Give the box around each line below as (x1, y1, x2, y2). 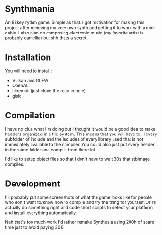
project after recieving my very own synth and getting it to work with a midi (5, 24, 155, 30)
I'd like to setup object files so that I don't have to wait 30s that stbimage (5, 156, 150, 162)
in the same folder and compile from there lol (5, 147, 95, 152)
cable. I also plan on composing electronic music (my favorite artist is (5, 30, 144, 35)
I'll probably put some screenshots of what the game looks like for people (5, 194, 152, 200)
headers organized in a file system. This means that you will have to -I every (5, 131, 158, 137)
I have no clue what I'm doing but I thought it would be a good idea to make (5, 126, 156, 132)
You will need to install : (5, 68, 52, 74)
